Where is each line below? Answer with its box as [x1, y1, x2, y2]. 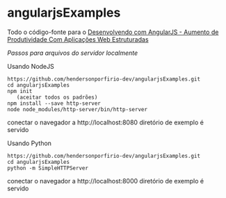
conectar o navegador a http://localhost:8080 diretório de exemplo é [7, 118, 204, 126]
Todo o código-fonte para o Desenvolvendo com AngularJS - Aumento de [7, 28, 219, 36]
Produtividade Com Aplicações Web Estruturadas [7, 35, 149, 43]
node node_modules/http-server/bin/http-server [7, 106, 148, 113]
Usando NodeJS [7, 62, 54, 70]
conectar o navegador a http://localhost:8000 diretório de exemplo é [7, 176, 204, 185]
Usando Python [7, 139, 52, 147]
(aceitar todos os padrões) [16, 94, 98, 101]
